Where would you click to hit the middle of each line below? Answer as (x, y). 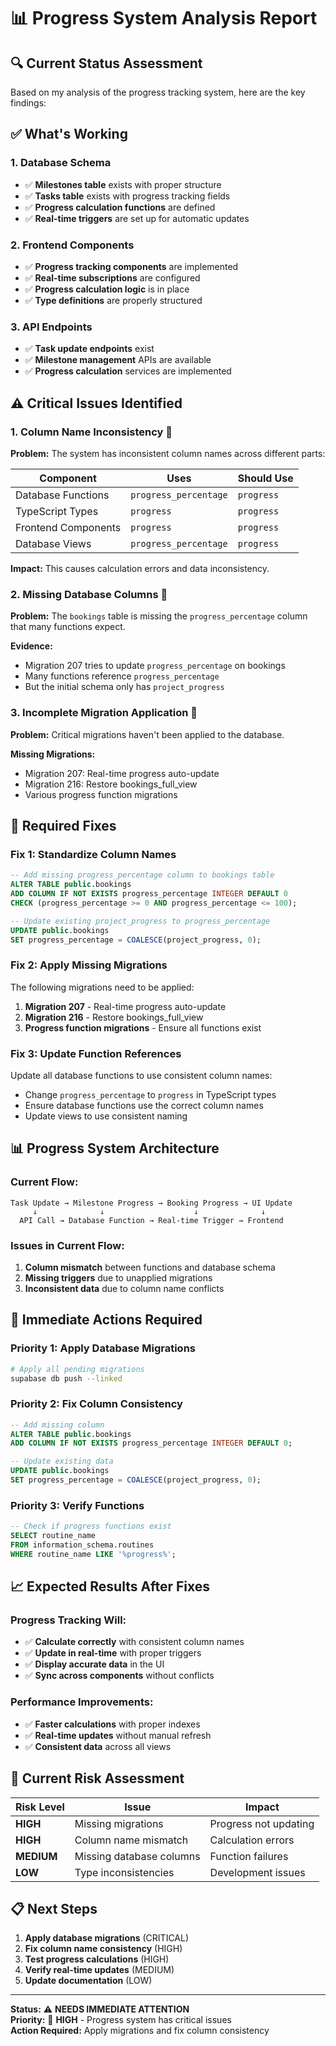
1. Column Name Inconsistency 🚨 (91, 432)
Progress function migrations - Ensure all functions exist (143, 1027)
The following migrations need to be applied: (102, 987)
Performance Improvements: (82, 1702)
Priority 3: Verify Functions (77, 1505)
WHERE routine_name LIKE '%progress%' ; (93, 1554)
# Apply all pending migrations (77, 1369)
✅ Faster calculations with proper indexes (112, 1724)
